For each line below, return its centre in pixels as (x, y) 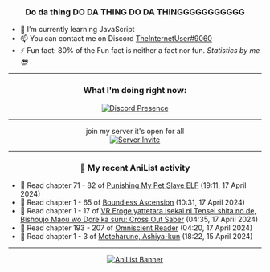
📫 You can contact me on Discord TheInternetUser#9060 (116, 39)
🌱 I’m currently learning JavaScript (77, 30)
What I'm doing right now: (135, 91)
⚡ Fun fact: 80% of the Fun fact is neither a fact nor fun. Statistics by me (140, 51)
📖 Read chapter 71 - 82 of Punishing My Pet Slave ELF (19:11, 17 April (133, 185)
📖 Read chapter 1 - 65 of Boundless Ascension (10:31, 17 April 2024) (132, 202)
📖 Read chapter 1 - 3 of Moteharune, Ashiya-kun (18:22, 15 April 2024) (136, 236)
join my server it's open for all (135, 131)
